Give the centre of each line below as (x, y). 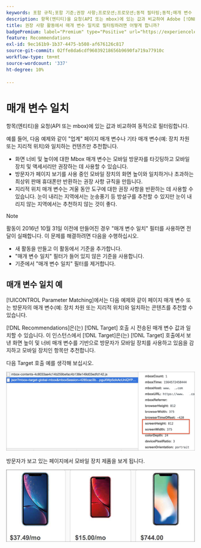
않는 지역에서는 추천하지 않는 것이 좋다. (72, 204)
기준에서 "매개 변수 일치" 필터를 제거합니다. (65, 263)
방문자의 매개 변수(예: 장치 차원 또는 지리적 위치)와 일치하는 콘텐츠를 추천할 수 (103, 308)
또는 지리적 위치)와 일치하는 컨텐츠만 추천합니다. (62, 146)
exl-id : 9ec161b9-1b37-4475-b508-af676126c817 (65, 44)
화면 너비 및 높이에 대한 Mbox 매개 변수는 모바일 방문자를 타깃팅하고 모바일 (102, 159)
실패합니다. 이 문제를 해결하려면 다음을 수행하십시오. (78, 236)
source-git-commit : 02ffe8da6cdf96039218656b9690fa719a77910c (85, 51)
